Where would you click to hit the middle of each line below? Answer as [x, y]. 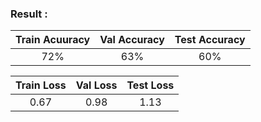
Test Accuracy [210, 40]
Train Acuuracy [53, 40]
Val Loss [96, 85]
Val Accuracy [132, 40]
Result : [29, 14]
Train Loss [41, 85]
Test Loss [150, 85]
